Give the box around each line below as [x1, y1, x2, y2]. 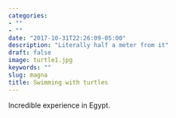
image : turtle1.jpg [8, 57, 73, 65]
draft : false [8, 49, 52, 57]
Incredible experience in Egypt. [8, 100, 111, 110]
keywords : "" [8, 64, 52, 72]
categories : [8, 11, 48, 20]
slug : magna [8, 71, 48, 79]
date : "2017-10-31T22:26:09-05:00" [8, 33, 127, 42]
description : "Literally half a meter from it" [8, 41, 170, 49]
